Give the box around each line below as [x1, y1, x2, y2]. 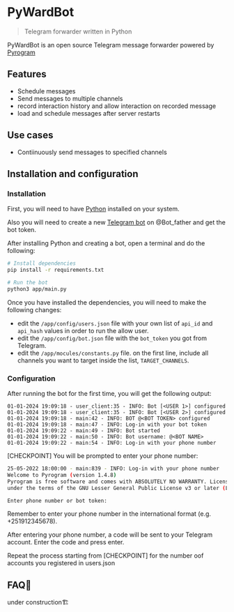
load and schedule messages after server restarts [17, 109, 160, 117]
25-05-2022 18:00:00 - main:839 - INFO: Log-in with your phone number [7, 465, 219, 473]
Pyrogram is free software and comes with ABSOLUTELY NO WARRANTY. [7, 478, 208, 485]
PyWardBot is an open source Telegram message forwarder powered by [7, 40, 214, 49]
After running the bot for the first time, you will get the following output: [7, 390, 212, 398]
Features [7, 68, 47, 80]
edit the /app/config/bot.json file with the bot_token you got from [17, 334, 208, 342]
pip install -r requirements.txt [7, 266, 104, 274]
